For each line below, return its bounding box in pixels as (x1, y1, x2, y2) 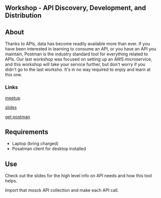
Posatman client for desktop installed (12, 146, 86, 152)
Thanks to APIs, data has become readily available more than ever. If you (5, 41, 150, 47)
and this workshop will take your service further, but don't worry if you (5, 62, 146, 67)
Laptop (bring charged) (12, 141, 59, 147)
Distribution (5, 12, 42, 20)
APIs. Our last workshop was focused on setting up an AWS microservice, (5, 56, 152, 62)
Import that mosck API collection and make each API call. (5, 187, 119, 193)
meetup (5, 95, 21, 101)
